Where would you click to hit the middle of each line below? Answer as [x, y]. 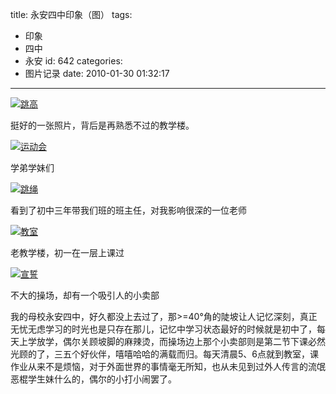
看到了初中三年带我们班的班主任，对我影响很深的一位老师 [128, 210]
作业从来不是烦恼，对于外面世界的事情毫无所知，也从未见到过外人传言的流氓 [168, 366]
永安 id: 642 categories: [73, 61]
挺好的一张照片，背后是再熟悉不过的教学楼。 [102, 125]
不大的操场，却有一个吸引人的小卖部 [85, 295]
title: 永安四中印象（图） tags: [71, 14]
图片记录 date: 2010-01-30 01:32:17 [97, 73]
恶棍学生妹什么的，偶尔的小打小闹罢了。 [93, 379]
